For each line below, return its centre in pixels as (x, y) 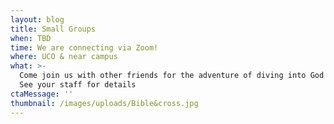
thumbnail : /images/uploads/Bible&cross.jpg (104, 103)
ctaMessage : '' (42, 94)
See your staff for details (78, 85)
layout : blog (37, 19)
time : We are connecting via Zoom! (84, 47)
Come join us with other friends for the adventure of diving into (163, 76)
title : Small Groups (53, 29)
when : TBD (31, 38)
